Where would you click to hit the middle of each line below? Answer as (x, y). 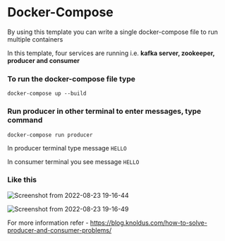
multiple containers (35, 39)
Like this (22, 180)
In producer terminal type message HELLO (67, 148)
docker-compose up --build (47, 94)
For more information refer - (48, 223)
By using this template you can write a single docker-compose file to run (113, 32)
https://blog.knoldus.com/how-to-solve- (149, 223)
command (25, 120)
